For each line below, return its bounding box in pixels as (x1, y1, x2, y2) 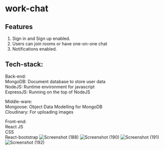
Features (5, 23, 33, 31)
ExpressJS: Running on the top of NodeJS (5, 89, 90, 95)
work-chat (5, 3, 49, 14)
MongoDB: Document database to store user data (5, 78, 106, 84)
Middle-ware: (5, 98, 32, 104)
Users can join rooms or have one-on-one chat (12, 41, 108, 47)
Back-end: (5, 73, 26, 79)
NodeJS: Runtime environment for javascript (5, 84, 95, 90)
